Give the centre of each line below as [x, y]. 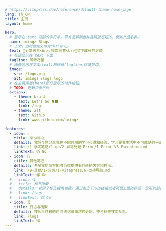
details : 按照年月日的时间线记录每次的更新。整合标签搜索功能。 [72, 211]
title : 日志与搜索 [31, 207]
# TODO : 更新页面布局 [29, 88]
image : [16, 69]
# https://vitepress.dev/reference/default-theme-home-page [68, 10]
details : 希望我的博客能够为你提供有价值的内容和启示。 [64, 165]
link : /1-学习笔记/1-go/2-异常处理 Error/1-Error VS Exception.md [81, 147]
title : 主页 [17, 19]
